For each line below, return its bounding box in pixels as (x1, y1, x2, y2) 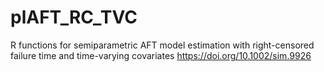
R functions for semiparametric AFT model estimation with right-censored (10, 39, 315, 51)
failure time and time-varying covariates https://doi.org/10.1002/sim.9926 (10, 49, 312, 61)
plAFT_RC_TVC (10, 6, 138, 29)
